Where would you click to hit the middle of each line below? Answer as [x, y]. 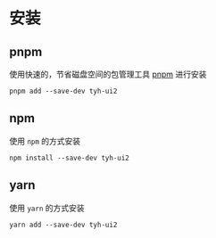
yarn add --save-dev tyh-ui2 [63, 225]
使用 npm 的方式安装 [45, 141]
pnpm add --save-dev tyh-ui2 [63, 91]
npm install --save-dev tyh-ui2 [69, 158]
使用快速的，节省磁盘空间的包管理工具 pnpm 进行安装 [108, 74]
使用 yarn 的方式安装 [47, 208]
